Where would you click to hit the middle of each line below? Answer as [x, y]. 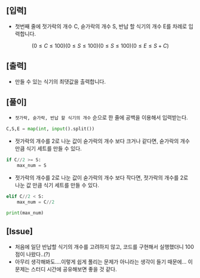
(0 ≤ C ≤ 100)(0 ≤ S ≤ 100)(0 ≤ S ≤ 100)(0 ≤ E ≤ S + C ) [100, 45]
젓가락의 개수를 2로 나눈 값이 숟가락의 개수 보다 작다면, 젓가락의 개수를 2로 [101, 178]
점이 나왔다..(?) [33, 254]
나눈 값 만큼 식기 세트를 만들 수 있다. [57, 185]
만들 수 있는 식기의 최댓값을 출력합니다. [60, 81]
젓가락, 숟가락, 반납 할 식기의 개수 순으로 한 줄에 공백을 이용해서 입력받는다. [101, 118]
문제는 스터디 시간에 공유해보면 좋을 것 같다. [66, 269]
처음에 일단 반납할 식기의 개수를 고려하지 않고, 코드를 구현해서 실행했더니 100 [104, 246]
